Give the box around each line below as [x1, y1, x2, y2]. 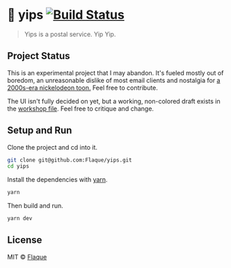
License [7, 234, 42, 246]
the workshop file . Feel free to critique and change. [7, 104, 154, 113]
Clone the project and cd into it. [7, 143, 98, 151]
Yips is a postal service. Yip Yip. [24, 30, 116, 38]
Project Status [7, 50, 71, 62]
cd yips [7, 163, 30, 170]
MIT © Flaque [7, 253, 47, 261]
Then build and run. [7, 202, 64, 210]
